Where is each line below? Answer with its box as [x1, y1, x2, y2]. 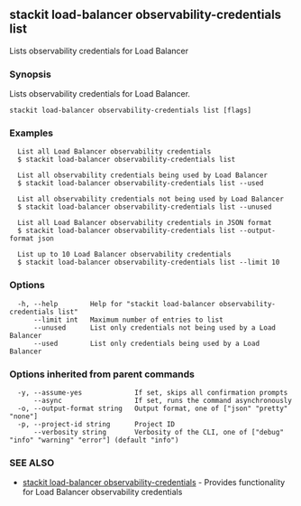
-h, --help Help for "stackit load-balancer [17, 299, 216, 308]
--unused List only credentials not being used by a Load [32, 323, 277, 333]
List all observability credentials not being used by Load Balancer [17, 194, 284, 204]
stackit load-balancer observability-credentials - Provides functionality [22, 477, 286, 488]
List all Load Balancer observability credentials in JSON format [17, 219, 272, 228]
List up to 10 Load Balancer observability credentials [17, 250, 232, 259]
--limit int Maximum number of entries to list [32, 315, 223, 324]
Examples [9, 126, 54, 139]
